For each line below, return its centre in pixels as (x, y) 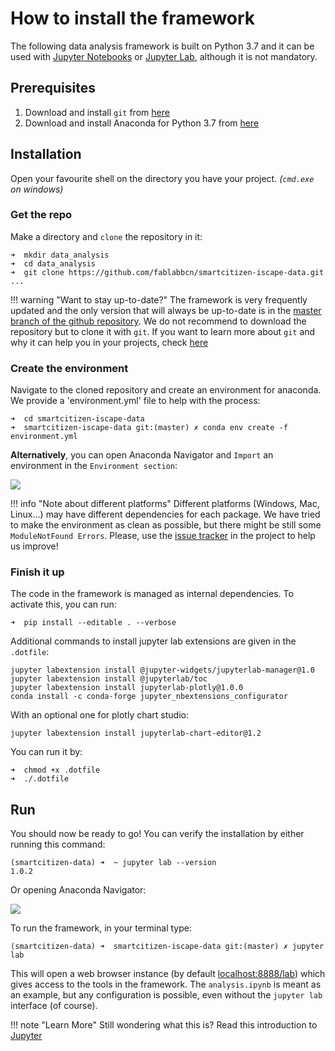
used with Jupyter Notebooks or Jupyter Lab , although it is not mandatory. (164, 56)
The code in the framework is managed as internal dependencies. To (152, 594)
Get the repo (41, 215)
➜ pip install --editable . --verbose (93, 623)
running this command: (58, 844)
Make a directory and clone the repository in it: (106, 236)
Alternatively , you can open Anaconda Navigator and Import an (142, 455)
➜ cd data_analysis (53, 263)
